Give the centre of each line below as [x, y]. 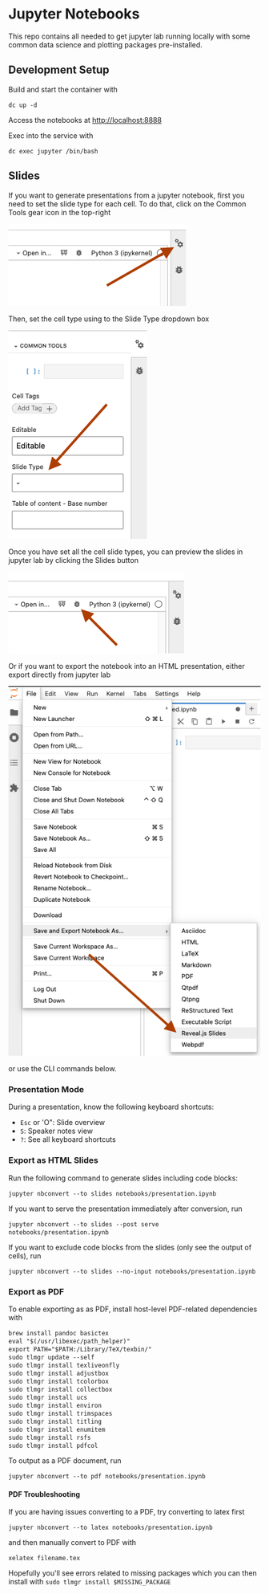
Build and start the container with [63, 89]
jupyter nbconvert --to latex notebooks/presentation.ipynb [111, 1528]
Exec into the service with [51, 135]
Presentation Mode [46, 1090]
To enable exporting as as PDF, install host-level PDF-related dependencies [133, 1309]
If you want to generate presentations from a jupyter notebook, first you [126, 195]
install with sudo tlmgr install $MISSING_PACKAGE [90, 1582]
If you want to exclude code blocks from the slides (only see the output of [130, 1247]
